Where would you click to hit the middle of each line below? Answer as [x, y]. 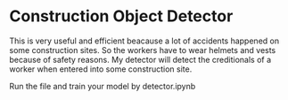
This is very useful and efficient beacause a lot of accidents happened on [144, 41]
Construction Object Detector [121, 16]
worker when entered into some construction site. [101, 69]
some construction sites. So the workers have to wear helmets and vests [143, 50]
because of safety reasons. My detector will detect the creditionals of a [140, 59]
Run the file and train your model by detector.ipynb [103, 86]
